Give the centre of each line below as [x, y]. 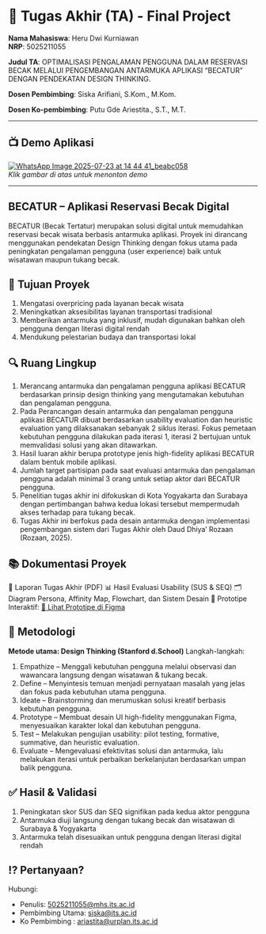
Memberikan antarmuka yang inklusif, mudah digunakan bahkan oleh [132, 320]
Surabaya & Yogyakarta [58, 829]
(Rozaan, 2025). [46, 538]
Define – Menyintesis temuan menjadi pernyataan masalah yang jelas [132, 683]
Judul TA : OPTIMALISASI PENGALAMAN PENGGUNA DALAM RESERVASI [128, 62]
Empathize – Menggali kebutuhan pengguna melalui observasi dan [128, 666]
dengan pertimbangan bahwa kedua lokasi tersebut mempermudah [129, 504]
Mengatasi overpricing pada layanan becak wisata [102, 304]
